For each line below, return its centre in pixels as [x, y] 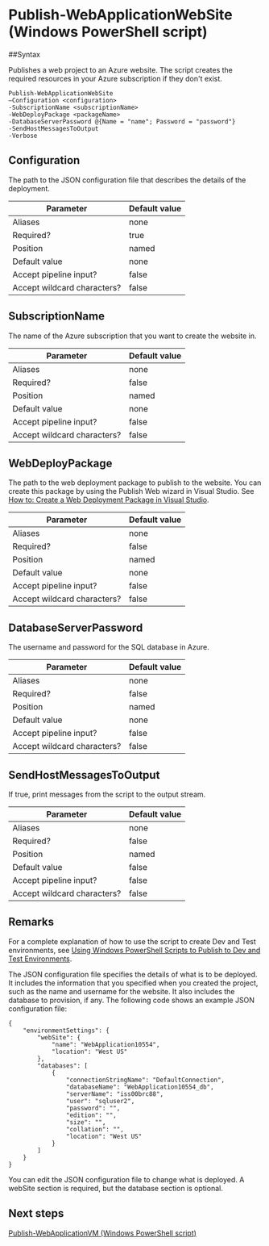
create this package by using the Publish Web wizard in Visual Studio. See [131, 491]
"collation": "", [95, 1129]
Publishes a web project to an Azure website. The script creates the [121, 69]
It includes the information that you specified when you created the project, [133, 983]
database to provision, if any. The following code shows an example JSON [132, 1000]
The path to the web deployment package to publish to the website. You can [135, 483]
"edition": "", [91, 1115]
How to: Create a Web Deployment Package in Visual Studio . [109, 500]
